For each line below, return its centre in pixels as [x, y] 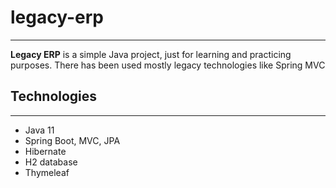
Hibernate [45, 151]
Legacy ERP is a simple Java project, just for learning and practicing [151, 54]
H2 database [51, 162]
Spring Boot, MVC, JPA [72, 140]
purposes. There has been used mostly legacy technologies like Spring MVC [168, 65]
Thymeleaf [47, 172]
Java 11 [39, 130]
